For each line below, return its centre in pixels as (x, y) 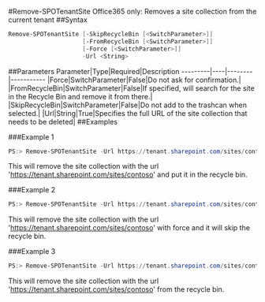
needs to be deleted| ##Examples (63, 121)
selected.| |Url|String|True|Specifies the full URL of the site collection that (128, 113)
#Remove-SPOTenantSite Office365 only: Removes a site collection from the (132, 11)
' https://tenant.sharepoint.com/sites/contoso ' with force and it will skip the (129, 228)
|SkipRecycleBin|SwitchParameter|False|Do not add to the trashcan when (127, 105)
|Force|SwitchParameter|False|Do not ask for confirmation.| (144, 80)
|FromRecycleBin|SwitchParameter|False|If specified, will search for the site (131, 88)
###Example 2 (32, 190)
